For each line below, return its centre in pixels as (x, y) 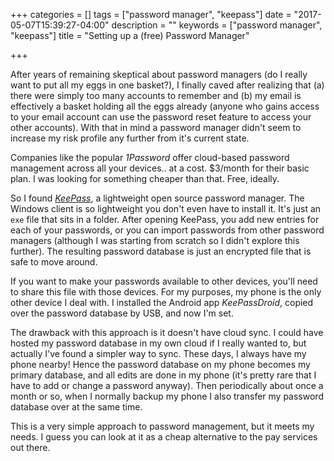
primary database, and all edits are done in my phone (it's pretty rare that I (163, 375)
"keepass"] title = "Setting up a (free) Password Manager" (130, 35)
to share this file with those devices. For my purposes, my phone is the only (166, 292)
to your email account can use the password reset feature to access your (161, 117)
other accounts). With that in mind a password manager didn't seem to (156, 127)
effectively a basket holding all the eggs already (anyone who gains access (165, 106)
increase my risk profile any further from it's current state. (130, 138)
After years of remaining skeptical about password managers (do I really (159, 74)
